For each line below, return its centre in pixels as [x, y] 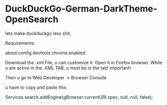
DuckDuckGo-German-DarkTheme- [81, 9]
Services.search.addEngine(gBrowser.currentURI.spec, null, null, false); [79, 97]
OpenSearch [32, 19]
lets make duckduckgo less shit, [38, 33]
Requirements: [20, 43]
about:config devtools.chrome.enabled [45, 53]
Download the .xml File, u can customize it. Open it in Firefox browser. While [84, 62]
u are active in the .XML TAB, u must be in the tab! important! [68, 68]
